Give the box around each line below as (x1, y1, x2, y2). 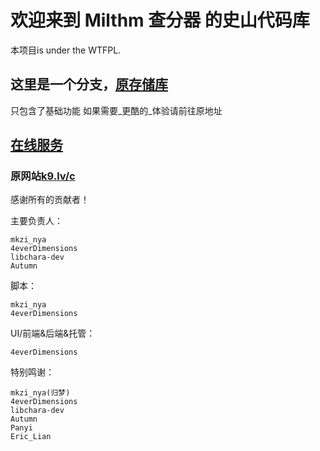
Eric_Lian (10, 432, 52, 442)
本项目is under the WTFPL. (10, 44, 122, 56)
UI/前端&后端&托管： (10, 327, 96, 340)
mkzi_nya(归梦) (10, 388, 71, 398)
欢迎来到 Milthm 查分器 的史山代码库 (10, 9, 310, 32)
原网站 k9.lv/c (10, 169, 76, 183)
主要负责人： (10, 215, 63, 227)
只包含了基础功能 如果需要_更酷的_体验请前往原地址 (10, 104, 223, 116)
